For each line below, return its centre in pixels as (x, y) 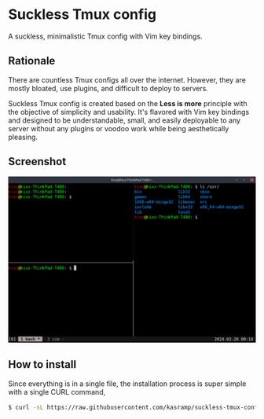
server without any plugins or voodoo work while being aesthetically (119, 128)
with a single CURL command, (57, 391)
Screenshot (37, 162)
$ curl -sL (26, 407)
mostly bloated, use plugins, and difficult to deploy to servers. (108, 88)
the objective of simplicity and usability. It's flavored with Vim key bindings (129, 112)
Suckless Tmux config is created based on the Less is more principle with (128, 103)
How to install (42, 364)
